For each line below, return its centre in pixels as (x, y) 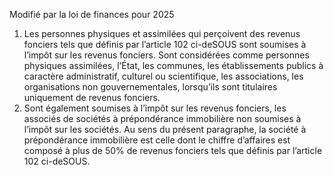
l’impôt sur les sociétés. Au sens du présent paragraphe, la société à (165, 129)
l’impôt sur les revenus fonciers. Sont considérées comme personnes (166, 55)
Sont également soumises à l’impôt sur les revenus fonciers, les (155, 108)
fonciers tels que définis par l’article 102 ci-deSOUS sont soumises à (165, 44)
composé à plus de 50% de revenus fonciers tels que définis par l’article (173, 150)
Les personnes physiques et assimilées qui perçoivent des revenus (162, 33)
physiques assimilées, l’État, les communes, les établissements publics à (173, 65)
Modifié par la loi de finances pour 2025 (92, 14)
